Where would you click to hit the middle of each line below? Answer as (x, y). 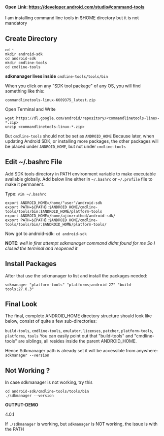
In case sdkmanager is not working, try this (49, 382)
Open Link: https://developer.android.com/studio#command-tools (75, 7)
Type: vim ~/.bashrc (26, 194)
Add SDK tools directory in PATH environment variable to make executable (81, 174)
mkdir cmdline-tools (26, 63)
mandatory (16, 23)
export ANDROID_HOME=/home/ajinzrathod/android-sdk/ (60, 216)
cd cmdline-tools (23, 67)
